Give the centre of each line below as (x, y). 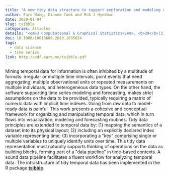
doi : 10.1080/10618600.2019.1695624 (44, 38)
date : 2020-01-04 (23, 19)
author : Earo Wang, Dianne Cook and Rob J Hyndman (59, 15)
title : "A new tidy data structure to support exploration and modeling (83, 10)
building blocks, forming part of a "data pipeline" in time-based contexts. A (83, 152)
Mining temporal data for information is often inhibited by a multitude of (79, 71)
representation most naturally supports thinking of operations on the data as (84, 147)
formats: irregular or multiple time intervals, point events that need (74, 77)
